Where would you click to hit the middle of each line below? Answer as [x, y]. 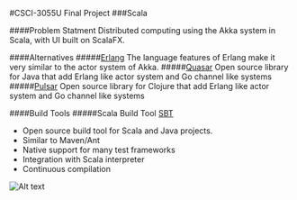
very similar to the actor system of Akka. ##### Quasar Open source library [149, 67]
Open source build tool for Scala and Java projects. [117, 131]
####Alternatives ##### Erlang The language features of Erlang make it [142, 57]
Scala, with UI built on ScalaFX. [67, 40]
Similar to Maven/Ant [61, 140]
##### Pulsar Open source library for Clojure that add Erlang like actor [139, 86]
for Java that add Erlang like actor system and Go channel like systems [141, 77]
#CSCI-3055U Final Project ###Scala [79, 13]
